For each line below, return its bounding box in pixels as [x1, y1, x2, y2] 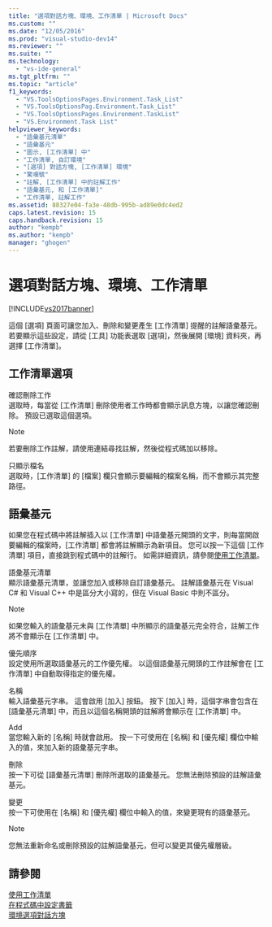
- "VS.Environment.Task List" [15, 118, 118, 126]
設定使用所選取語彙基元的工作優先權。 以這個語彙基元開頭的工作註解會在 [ [8, 659, 257, 668]
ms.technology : [8, 58, 60, 66]
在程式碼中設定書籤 [8, 900, 73, 910]
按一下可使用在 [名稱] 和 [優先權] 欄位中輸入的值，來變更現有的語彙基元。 [8, 807, 255, 817]
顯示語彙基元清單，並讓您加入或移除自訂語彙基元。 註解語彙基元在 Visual [8, 578, 253, 588]
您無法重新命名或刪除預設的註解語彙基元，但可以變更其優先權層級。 [8, 841, 236, 851]
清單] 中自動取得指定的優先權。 [15, 668, 120, 679]
